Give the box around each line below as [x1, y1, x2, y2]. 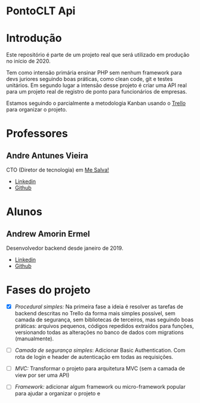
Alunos [6, 205, 43, 219]
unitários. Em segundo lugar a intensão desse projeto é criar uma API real [6, 82, 187, 89]
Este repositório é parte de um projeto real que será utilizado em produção [6, 51, 190, 58]
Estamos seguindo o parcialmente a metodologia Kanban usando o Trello [6, 100, 186, 107]
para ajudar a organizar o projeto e [14, 390, 100, 397]
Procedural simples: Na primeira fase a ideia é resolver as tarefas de [14, 303, 183, 311]
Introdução [6, 32, 62, 45]
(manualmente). [14, 335, 54, 342]
